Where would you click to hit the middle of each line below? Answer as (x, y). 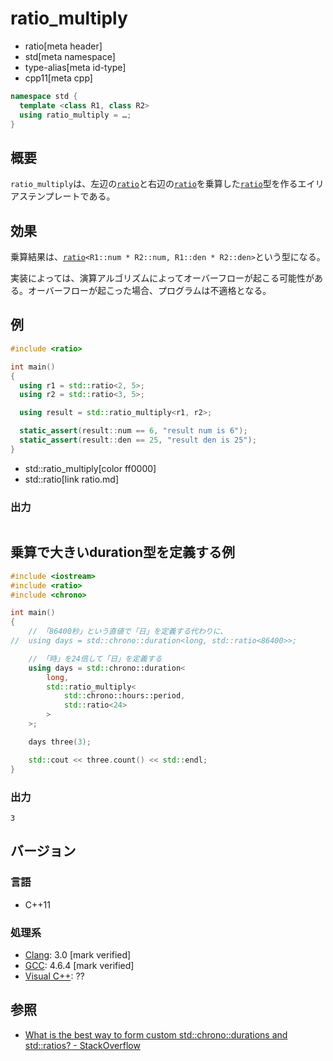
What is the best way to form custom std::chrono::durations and (156, 1034)
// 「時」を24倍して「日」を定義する (95, 658)
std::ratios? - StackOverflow (82, 1045)
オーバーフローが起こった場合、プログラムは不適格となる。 (149, 291)
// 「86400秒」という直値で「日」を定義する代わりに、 (128, 632)
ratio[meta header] (63, 46)
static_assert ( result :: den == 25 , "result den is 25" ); (138, 440)
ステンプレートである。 (67, 196)
